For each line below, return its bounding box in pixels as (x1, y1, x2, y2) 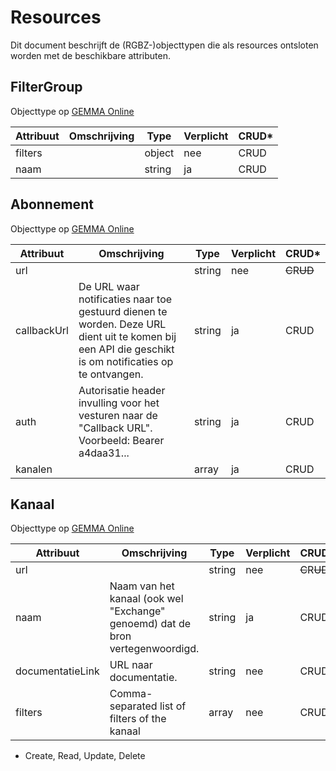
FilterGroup (10, 79, 83, 96)
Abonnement (10, 196, 94, 213)
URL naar (109, 658, 153, 672)
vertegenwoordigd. (109, 642, 200, 656)
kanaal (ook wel (109, 592, 184, 606)
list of (159, 699, 187, 713)
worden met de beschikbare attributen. (10, 49, 171, 61)
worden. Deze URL (78, 317, 167, 331)
